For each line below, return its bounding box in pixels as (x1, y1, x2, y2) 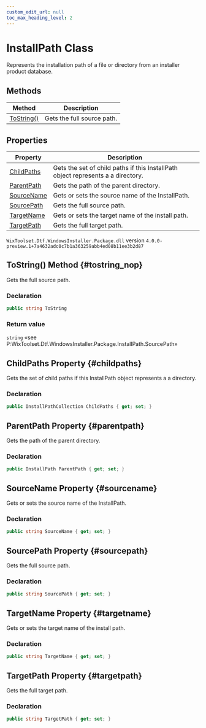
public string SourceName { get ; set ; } (6, 529, 112, 535)
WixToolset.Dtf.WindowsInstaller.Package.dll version (6, 237, 145, 244)
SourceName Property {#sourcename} (6, 483, 158, 494)
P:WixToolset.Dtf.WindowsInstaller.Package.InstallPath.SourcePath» (6, 340, 178, 348)
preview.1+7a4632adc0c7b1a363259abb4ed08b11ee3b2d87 (6, 243, 144, 250)
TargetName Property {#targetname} (6, 608, 151, 618)
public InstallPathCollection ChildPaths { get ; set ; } (6, 404, 152, 410)
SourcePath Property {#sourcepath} (6, 545, 148, 556)
